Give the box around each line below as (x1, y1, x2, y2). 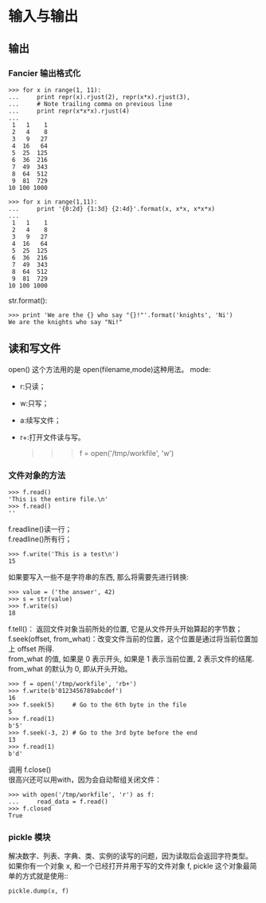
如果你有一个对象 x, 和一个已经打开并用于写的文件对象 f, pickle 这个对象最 (8, 861, 250, 871)
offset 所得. (17, 644, 54, 653)
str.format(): (8, 295, 48, 305)
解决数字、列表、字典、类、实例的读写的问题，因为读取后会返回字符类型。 (8, 851, 252, 861)
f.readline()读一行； (8, 524, 72, 533)
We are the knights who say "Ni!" (8, 318, 123, 326)
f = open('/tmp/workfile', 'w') (79, 448, 174, 457)
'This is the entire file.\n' (8, 495, 109, 503)
